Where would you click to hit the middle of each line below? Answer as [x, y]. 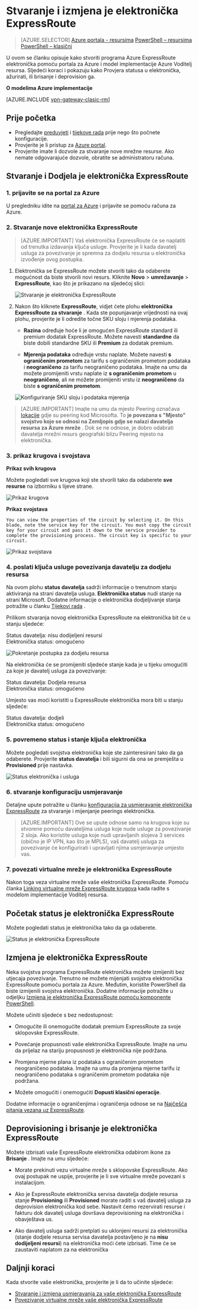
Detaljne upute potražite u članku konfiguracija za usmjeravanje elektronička [99, 805]
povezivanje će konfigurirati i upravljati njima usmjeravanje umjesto [102, 847]
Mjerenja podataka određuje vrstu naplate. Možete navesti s [97, 354]
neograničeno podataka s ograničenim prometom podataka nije [92, 1074]
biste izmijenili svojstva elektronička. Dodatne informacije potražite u [90, 990]
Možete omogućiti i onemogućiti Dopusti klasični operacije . [88, 1092]
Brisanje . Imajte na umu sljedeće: [48, 1158]
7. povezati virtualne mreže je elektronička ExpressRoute [89, 869]
